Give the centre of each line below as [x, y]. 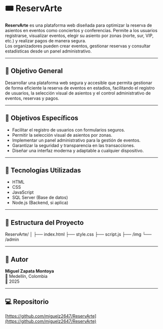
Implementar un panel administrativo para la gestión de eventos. [76, 140]
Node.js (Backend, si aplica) [40, 203]
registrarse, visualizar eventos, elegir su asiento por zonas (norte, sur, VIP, [79, 36]
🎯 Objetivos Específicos [42, 118]
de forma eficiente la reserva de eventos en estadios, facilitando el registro [80, 88]
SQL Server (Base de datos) [40, 198]
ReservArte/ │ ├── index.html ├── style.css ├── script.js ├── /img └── [78, 234]
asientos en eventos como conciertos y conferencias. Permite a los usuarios [81, 30]
